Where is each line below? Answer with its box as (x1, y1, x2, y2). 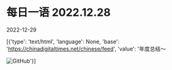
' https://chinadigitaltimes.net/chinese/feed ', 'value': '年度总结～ (6, 45, 166, 52)
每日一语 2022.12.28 (6, 5, 111, 19)
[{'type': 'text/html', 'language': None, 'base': (6, 38, 120, 45)
